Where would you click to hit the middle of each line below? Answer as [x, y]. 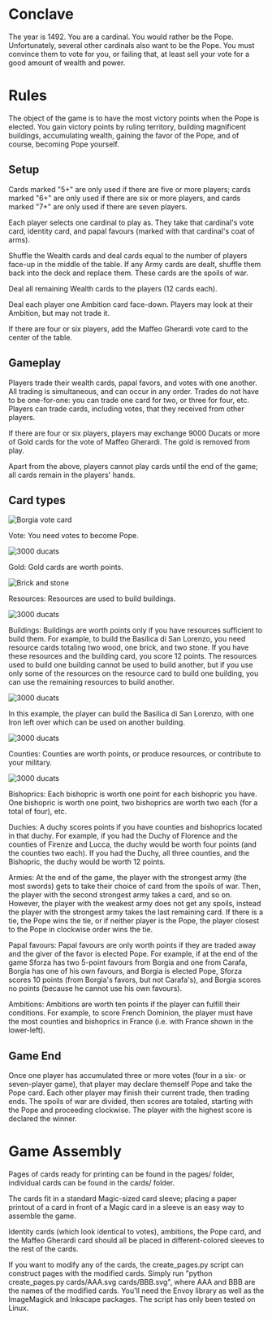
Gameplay [35, 363]
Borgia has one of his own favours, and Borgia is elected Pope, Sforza [125, 971]
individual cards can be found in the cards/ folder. [92, 1183]
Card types [37, 500]
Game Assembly [65, 1152]
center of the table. [41, 337]
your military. [30, 763]
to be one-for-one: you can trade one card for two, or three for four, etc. [129, 400]
